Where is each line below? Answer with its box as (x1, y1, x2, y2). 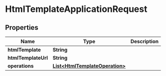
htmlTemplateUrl (7, 55, 48, 61)
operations (7, 63, 34, 69)
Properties (5, 23, 39, 32)
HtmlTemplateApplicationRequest (5, 3, 147, 15)
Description (130, 38, 159, 45)
